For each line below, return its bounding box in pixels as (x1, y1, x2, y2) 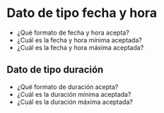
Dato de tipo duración (6, 64, 104, 76)
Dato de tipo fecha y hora (6, 5, 157, 21)
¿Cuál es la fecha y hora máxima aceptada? (16, 43, 144, 52)
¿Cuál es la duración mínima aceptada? (16, 90, 131, 98)
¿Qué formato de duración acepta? (16, 83, 119, 91)
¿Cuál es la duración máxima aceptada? (16, 97, 134, 106)
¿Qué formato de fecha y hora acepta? (16, 28, 130, 37)
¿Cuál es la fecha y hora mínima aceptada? (16, 35, 142, 44)
